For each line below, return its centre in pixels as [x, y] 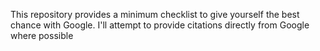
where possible [42, 35]
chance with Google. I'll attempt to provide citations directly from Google [160, 25]
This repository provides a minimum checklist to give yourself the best [155, 14]
